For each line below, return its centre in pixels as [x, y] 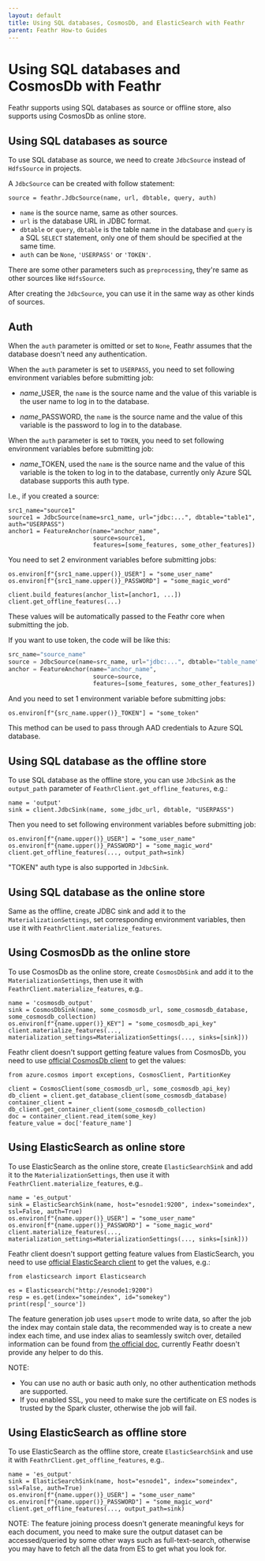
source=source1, [119, 538]
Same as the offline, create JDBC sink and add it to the [97, 911]
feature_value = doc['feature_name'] [70, 1123]
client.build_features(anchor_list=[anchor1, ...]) [95, 595]
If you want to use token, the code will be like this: [90, 640]
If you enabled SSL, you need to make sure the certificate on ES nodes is [138, 1399]
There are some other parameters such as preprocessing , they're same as [128, 270]
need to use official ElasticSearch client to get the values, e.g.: [109, 1262]
